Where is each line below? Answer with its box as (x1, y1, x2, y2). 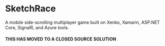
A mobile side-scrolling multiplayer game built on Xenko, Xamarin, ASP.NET (5, 19, 161, 25)
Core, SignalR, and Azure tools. (5, 24, 69, 30)
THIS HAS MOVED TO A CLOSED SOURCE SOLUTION (5, 36, 117, 42)
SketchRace (5, 3, 56, 14)
